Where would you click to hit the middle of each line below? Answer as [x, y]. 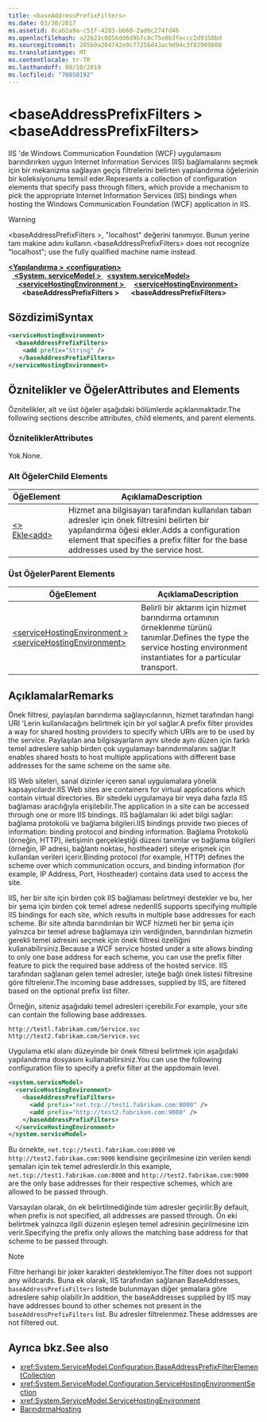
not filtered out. [33, 1323]
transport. [159, 668]
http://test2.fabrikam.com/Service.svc [74, 1036]
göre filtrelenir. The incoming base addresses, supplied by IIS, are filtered [127, 983]
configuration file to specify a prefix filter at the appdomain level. [114, 1068]
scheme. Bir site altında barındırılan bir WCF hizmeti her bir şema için [121, 923]
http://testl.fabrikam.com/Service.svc [74, 1030]
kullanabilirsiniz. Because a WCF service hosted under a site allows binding [130, 949]
